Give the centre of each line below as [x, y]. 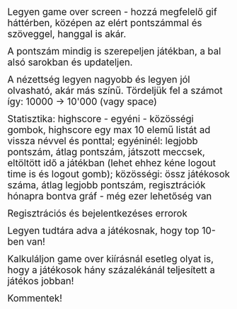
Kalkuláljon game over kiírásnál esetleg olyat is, [111, 259]
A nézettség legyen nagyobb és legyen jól [99, 80]
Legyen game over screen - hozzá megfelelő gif [112, 12]
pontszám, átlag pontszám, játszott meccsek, [106, 152]
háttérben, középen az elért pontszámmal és [105, 23]
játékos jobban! [41, 281]
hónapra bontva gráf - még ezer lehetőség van [110, 196]
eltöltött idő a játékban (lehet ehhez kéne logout [112, 163]
